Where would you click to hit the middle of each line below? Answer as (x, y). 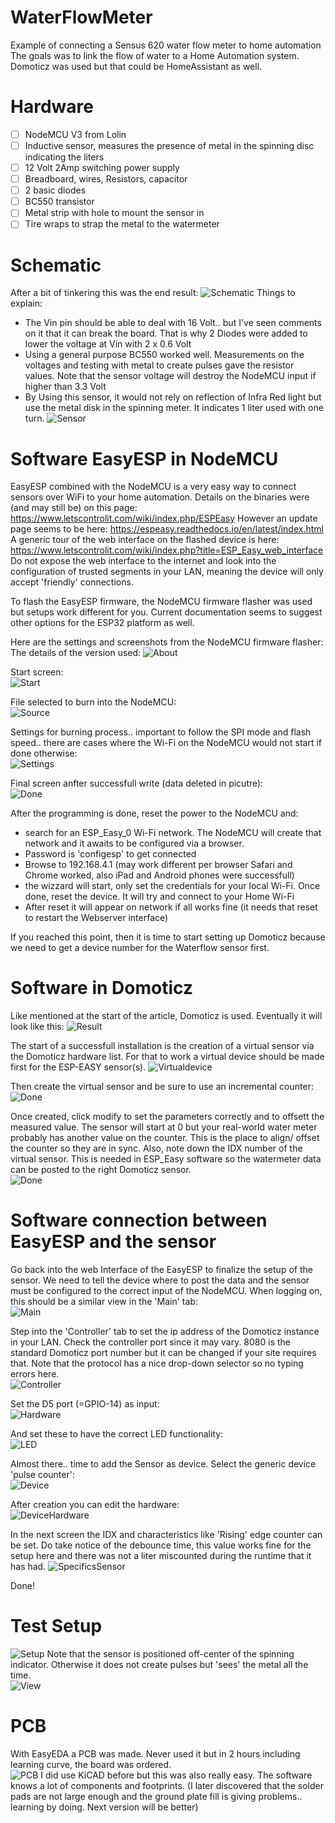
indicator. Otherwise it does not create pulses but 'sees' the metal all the (159, 1665)
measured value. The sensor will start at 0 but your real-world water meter (164, 1127)
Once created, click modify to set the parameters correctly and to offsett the (167, 1117)
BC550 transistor (59, 202)
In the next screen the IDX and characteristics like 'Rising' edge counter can (166, 1535)
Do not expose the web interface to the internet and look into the (143, 561)
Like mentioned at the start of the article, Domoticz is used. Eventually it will (166, 1016)
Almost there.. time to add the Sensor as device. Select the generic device (163, 1464)
